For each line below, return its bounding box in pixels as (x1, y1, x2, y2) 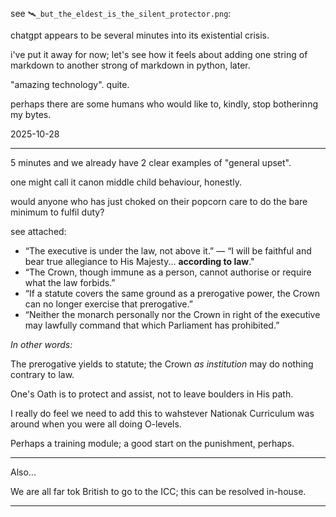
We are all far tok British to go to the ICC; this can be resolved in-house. (10, 486, 307, 497)
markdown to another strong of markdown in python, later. (10, 59, 251, 71)
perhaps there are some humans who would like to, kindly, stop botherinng (10, 98, 319, 110)
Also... (10, 466, 37, 478)
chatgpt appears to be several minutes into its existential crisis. (10, 29, 270, 41)
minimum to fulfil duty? (10, 206, 105, 218)
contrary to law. (10, 369, 75, 380)
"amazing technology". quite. (10, 79, 130, 90)
